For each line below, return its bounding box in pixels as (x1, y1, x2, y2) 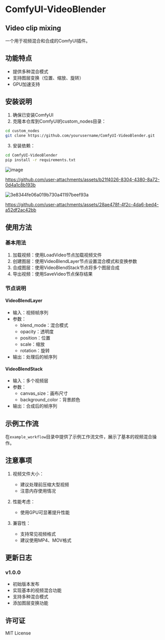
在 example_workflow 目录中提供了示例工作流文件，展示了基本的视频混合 (5, 433, 153, 439)
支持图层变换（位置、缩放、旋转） (12, 74, 84, 81)
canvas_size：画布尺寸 (20, 390, 68, 396)
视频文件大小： (12, 470, 44, 477)
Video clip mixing (5, 24, 61, 32)
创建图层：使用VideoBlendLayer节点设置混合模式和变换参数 (12, 258, 138, 264)
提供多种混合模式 (12, 68, 49, 74)
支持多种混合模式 (12, 594, 49, 600)
